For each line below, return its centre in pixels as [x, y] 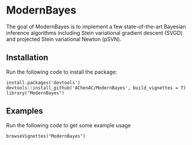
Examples [25, 111]
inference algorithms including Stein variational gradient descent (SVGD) [95, 32]
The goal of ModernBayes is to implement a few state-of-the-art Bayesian [96, 27]
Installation [27, 57]
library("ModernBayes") [35, 93]
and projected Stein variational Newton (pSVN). [64, 39]
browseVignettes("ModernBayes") [46, 136]
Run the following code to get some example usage [69, 125]
